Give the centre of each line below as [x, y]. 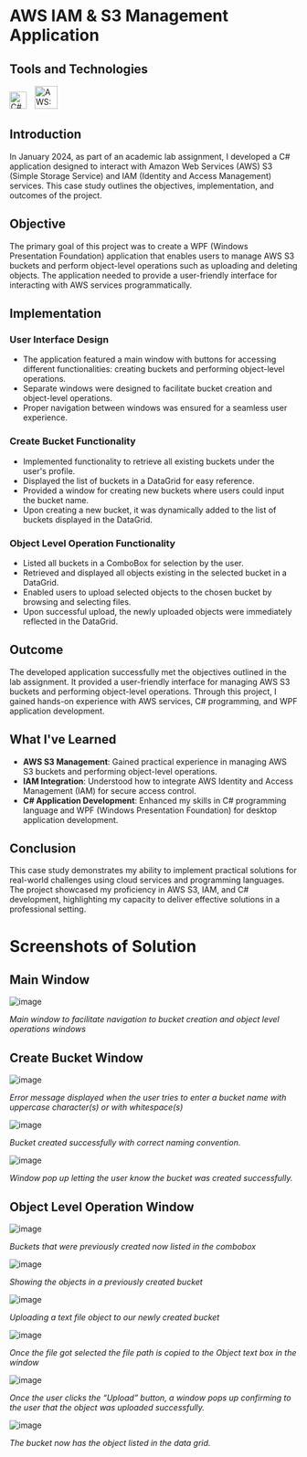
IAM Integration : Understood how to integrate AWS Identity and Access [158, 781]
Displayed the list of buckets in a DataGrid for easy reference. [139, 480]
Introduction [46, 135]
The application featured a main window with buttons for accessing [149, 359]
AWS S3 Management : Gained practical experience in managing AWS [155, 761]
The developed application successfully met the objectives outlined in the [148, 671]
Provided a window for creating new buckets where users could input [153, 491]
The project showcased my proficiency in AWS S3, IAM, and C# [129, 890]
